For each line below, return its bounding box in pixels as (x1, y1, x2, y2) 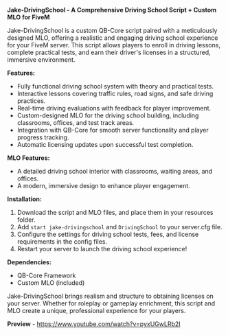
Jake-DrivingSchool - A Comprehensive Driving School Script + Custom (7, 6, 217, 14)
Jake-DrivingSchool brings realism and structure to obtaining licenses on (7, 292, 214, 300)
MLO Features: (7, 154, 50, 162)
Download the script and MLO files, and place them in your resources (16, 209, 214, 216)
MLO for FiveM (7, 13, 50, 21)
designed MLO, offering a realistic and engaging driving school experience (7, 34, 218, 42)
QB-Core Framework (16, 271, 76, 279)
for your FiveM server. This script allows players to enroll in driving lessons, (7, 41, 221, 49)
